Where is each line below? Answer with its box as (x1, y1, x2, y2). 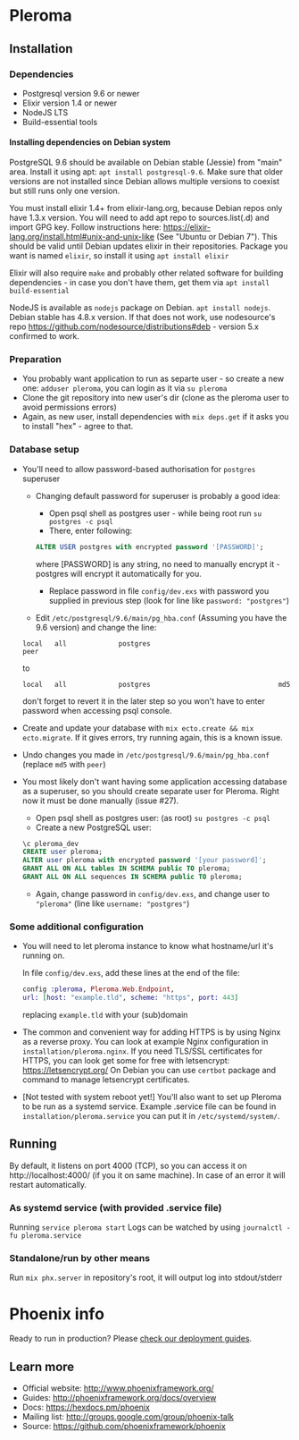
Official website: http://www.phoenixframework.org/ (21, 1383, 214, 1393)
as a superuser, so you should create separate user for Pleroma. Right (21, 785, 279, 796)
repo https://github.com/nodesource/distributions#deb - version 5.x (9, 321, 259, 332)
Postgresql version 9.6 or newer (21, 88, 140, 98)
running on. (21, 950, 65, 961)
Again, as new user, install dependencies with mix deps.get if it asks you (21, 411, 289, 422)
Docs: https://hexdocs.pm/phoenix (21, 1402, 150, 1413)
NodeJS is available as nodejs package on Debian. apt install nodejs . (9, 302, 271, 313)
